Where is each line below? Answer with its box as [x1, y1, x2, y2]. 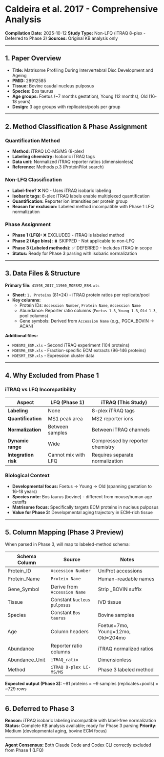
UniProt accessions [98, 567, 143, 574]
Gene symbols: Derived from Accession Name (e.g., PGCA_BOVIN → [19, 318, 155, 324]
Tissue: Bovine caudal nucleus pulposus [12, 82, 94, 89]
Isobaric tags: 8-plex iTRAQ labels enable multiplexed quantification [12, 193, 150, 199]
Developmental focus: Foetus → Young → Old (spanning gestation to [12, 483, 152, 489]
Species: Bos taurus [12, 88, 54, 94]
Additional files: [5, 332, 38, 338]
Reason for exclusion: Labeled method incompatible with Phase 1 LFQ [12, 203, 154, 209]
